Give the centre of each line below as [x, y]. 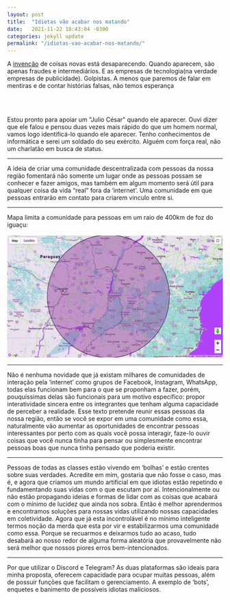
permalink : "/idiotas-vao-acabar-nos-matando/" [76, 44]
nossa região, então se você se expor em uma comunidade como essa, [107, 418]
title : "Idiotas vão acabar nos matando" [68, 22]
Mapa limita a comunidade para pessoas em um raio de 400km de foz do [110, 218]
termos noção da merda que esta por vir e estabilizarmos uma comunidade [113, 526]
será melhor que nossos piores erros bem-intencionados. [88, 547]
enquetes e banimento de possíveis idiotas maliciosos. [84, 589]
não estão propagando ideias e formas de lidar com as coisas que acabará [112, 496]
